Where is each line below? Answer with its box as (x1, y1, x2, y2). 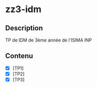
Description (5, 24, 43, 32)
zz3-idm (5, 4, 42, 15)
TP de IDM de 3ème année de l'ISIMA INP (5, 37, 92, 43)
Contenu (5, 52, 33, 60)
